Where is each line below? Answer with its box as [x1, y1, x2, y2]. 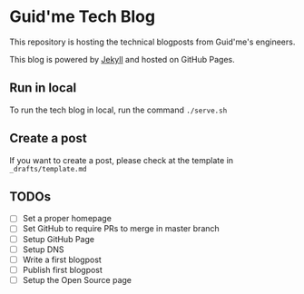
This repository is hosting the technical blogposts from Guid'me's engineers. [9, 36, 296, 47]
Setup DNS [22, 243, 64, 255]
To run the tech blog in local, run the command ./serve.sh [9, 104, 228, 115]
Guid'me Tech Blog [9, 6, 156, 27]
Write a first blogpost [22, 254, 102, 265]
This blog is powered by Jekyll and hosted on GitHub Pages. [9, 54, 236, 64]
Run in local [9, 80, 77, 96]
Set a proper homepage [22, 213, 112, 224]
